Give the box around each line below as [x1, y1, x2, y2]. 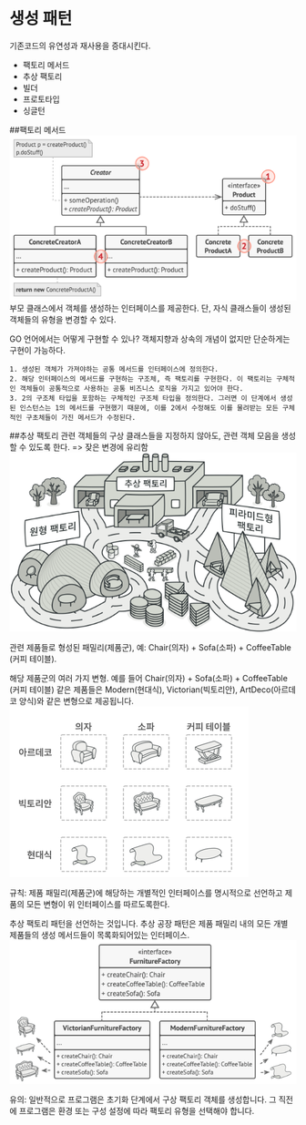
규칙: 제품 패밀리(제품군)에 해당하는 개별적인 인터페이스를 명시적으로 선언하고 [9, 887, 283, 898]
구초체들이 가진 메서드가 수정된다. [25, 414, 137, 423]
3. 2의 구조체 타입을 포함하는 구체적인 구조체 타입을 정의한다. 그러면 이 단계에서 [9, 394, 277, 404]
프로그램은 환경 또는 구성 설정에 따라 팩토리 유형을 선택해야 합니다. [18, 1106, 255, 1117]
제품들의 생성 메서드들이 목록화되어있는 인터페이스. [9, 930, 190, 941]
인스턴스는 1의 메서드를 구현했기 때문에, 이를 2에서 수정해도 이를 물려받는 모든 [19, 404, 280, 413]
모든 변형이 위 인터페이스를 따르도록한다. [25, 899, 170, 910]
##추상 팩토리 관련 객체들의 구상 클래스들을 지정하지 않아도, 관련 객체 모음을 [9, 430, 280, 442]
